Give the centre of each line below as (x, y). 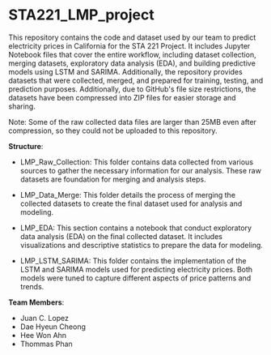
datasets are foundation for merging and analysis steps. (113, 179)
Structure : (26, 146)
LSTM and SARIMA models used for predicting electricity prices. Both (136, 269)
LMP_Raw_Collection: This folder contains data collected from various (136, 162)
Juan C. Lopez (44, 318)
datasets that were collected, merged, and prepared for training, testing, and (136, 80)
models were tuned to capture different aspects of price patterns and (135, 278)
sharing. (22, 106)
